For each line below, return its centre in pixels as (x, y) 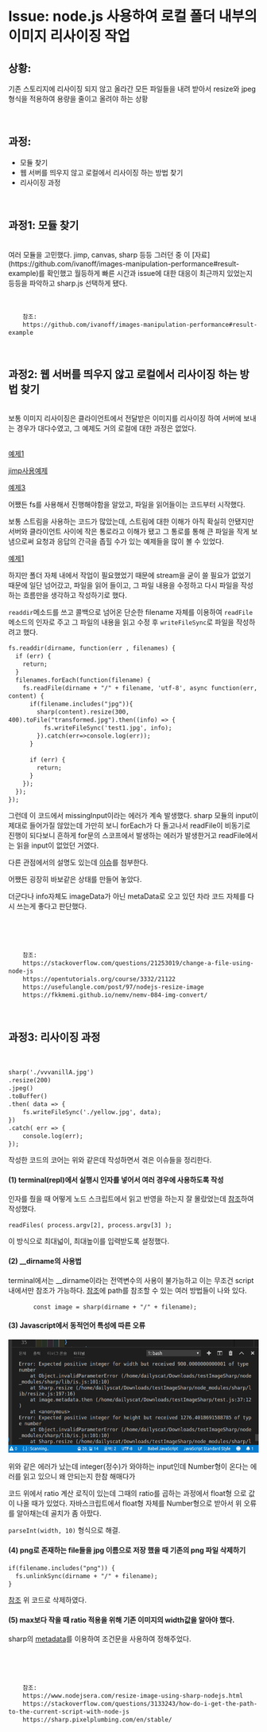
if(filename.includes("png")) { (62, 1569)
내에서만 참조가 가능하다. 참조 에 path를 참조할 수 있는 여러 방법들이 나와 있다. (128, 1290)
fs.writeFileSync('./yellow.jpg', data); (92, 1112)
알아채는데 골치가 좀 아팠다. (59, 1514)
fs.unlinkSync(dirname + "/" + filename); (87, 1577)
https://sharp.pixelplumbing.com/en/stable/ (97, 1720)
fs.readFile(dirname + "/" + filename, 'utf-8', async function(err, (140, 688)
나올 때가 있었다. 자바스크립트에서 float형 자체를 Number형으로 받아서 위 (129, 1503)
